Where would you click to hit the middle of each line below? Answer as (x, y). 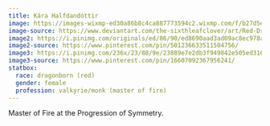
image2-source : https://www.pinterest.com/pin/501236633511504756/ (124, 46)
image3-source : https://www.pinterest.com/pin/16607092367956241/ (122, 61)
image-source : (32, 30)
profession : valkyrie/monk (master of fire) (91, 90)
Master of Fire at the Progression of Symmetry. (86, 113)
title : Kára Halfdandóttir (53, 16)
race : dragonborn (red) (55, 75)
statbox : (23, 68)
